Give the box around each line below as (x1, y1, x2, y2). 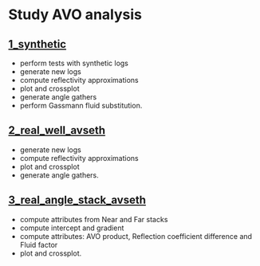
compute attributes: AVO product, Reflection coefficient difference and (19, 231, 253, 241)
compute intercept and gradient (19, 223, 124, 233)
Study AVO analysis (8, 6, 142, 24)
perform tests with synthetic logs (19, 58, 129, 68)
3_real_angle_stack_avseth (8, 194, 146, 207)
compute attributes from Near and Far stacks (19, 214, 168, 224)
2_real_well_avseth (8, 123, 106, 137)
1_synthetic (8, 37, 66, 51)
